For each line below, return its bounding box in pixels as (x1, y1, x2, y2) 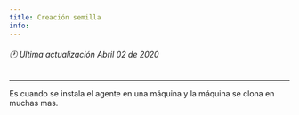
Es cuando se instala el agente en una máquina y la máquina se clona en (9, 88, 275, 98)
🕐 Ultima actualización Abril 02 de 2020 (9, 50, 159, 60)
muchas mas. (9, 97, 59, 108)
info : (9, 21, 29, 30)
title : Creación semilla (9, 12, 101, 22)
